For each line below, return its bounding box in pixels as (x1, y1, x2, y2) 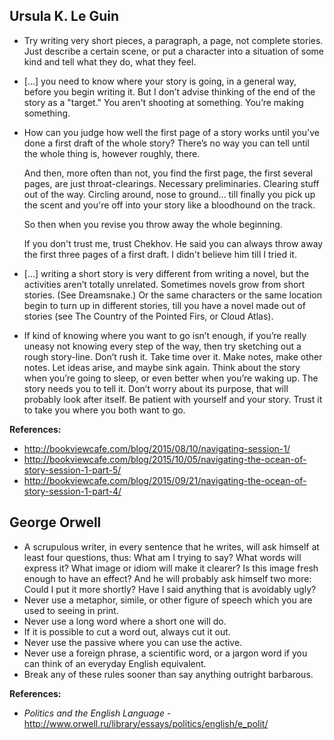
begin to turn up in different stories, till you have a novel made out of (23, 299, 306, 311)
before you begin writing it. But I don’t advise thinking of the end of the (23, 85, 316, 98)
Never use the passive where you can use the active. (23, 636, 243, 648)
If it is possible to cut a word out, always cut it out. (23, 625, 231, 638)
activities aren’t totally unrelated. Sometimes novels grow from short (23, 278, 306, 290)
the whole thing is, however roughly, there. (23, 147, 201, 159)
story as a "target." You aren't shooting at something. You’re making (23, 96, 304, 108)
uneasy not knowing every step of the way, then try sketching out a (23, 340, 302, 352)
